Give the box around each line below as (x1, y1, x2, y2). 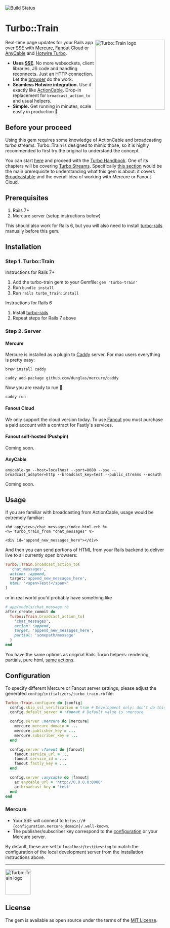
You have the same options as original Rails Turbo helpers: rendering (5, 651, 149, 657)
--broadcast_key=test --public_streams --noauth (57, 472, 162, 477)
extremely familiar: (5, 515, 44, 521)
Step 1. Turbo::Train (5, 258, 55, 265)
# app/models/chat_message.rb (5, 604, 69, 610)
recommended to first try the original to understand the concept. (5, 147, 140, 153)
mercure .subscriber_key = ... (14, 733, 78, 738)
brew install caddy (5, 367, 47, 372)
